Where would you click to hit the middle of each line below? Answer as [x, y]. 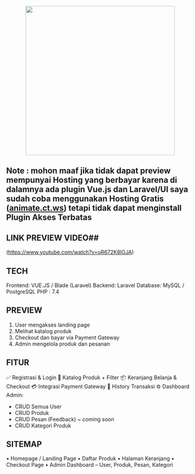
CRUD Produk [32, 413]
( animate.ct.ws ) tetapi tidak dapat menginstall [94, 208]
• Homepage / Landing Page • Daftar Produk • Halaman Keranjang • [90, 458]
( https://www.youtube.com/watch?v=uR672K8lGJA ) [70, 252]
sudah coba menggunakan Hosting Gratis [85, 199]
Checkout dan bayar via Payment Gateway [67, 337]
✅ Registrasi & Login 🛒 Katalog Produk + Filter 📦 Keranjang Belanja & [92, 377]
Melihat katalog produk [43, 331]
